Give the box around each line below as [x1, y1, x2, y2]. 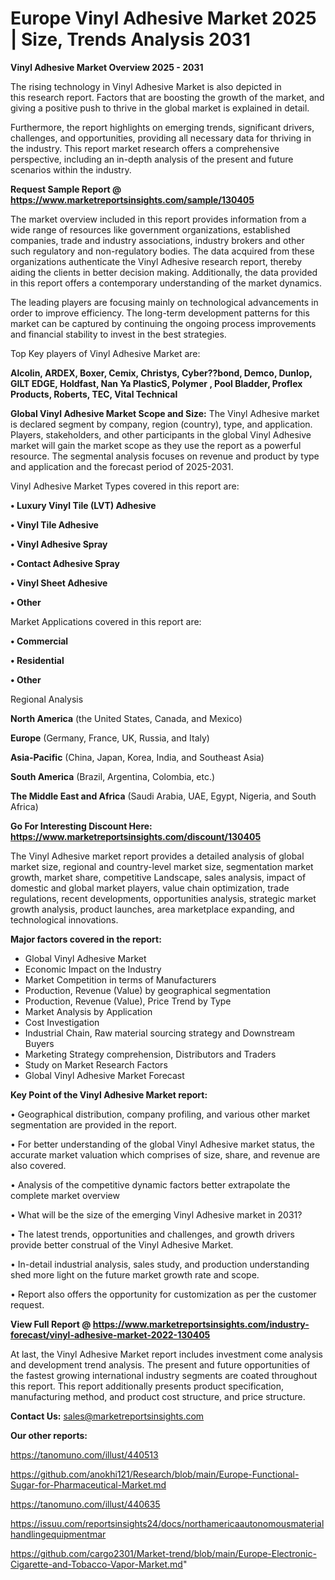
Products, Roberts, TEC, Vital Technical [10, 388, 178, 400]
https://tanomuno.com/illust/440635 [10, 1498, 161, 1510]
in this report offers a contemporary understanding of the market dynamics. [10, 277, 322, 289]
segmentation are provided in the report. [10, 1118, 177, 1131]
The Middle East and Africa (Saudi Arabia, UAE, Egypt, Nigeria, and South [10, 790, 317, 802]
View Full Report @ [10, 1318, 92, 1330]
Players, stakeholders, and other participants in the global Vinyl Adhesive [10, 428, 312, 441]
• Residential [10, 654, 65, 666]
